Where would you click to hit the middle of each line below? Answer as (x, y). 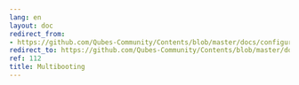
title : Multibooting (48, 67)
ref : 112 (25, 58)
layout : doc (31, 26)
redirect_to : (33, 50)
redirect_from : (37, 34)
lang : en (25, 17)
